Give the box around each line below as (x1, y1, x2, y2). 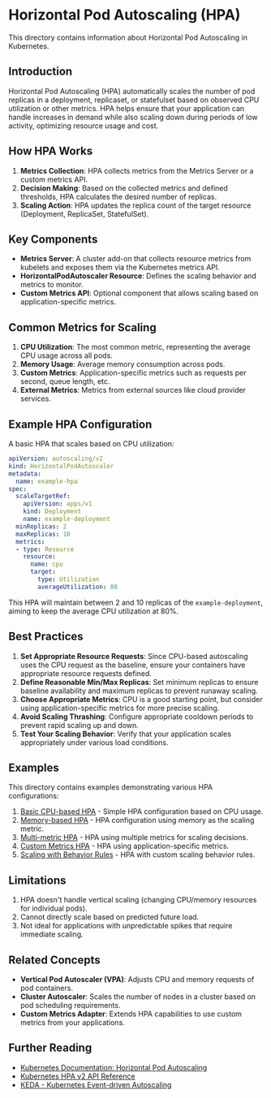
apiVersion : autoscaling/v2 (8, 454, 104, 463)
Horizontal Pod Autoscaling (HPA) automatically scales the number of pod (8, 86, 256, 96)
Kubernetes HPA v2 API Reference (19, 1071, 135, 1081)
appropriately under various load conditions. (19, 737, 169, 747)
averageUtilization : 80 (37, 583, 118, 591)
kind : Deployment (23, 507, 82, 516)
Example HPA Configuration (8, 417, 153, 431)
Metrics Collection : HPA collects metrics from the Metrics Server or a (19, 166, 254, 175)
